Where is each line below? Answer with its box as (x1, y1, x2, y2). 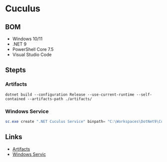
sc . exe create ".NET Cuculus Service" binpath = (5, 119, 106, 124)
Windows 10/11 (12, 36, 43, 42)
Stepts (5, 66, 26, 74)
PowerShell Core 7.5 (12, 47, 54, 52)
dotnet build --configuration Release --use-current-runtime (5, 92, 135, 97)
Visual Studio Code (12, 52, 52, 57)
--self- (136, 92, 153, 97)
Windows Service (5, 108, 49, 114)
